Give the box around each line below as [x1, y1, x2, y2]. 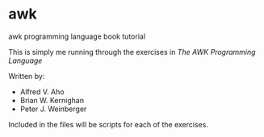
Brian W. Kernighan [19, 95, 85, 105]
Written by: [8, 71, 45, 81]
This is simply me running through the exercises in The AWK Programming [8, 47, 256, 56]
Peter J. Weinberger [19, 104, 87, 114]
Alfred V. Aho [19, 86, 65, 97]
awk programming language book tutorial [8, 31, 146, 41]
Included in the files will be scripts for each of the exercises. [8, 119, 208, 129]
